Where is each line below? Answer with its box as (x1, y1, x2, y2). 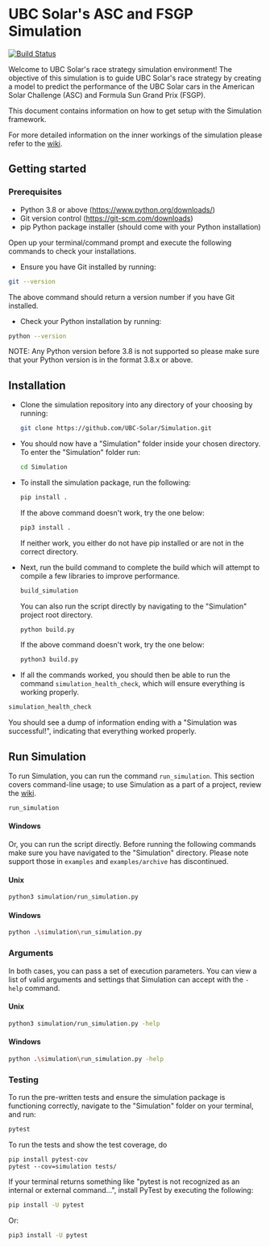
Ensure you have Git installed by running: (19, 262, 156, 272)
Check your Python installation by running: (19, 316, 162, 326)
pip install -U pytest (8, 1201, 85, 1209)
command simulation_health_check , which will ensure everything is (19, 679, 246, 689)
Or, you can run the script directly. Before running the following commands (8, 840, 256, 849)
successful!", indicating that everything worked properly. (8, 727, 197, 736)
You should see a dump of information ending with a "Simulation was (8, 718, 238, 727)
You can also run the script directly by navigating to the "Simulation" (19, 601, 247, 611)
